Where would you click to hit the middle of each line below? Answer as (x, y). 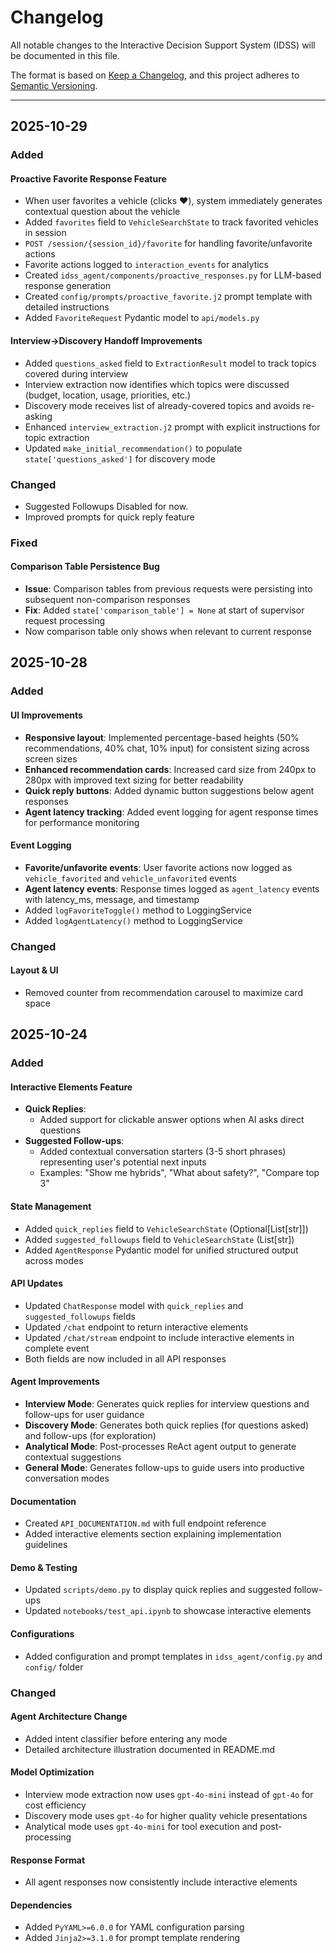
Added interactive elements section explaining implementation (153, 1534)
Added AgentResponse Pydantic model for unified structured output (161, 1250)
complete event (57, 1348)
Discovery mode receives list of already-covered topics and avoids (162, 405)
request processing (65, 621)
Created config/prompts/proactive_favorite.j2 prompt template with (168, 297)
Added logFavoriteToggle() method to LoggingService (138, 910)
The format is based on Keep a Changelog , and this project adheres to (155, 75)
